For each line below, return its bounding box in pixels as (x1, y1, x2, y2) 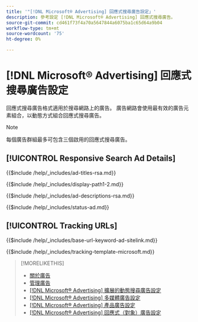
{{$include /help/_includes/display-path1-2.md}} (6, 180, 124, 187)
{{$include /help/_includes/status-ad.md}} (6, 203, 109, 211)
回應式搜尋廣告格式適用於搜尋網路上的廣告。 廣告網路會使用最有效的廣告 (6, 104, 184, 111)
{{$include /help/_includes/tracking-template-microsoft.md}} (6, 248, 155, 255)
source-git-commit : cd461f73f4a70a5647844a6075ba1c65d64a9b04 (6, 20, 163, 25)
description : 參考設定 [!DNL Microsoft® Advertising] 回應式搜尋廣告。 (6, 14, 176, 20)
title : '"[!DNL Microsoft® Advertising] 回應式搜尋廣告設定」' (6, 8, 157, 15)
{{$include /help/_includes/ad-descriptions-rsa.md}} (6, 192, 135, 199)
